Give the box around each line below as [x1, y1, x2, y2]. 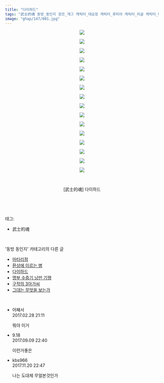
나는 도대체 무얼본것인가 [12, 373, 59, 379]
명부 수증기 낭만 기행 [12, 275, 52, 281]
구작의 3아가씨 [12, 281, 40, 287]
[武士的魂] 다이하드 [63, 186, 101, 192]
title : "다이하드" [5, 7, 39, 12]
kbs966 [12, 358, 28, 363]
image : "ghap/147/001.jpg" [5, 16, 60, 21]
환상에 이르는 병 [12, 263, 42, 269]
